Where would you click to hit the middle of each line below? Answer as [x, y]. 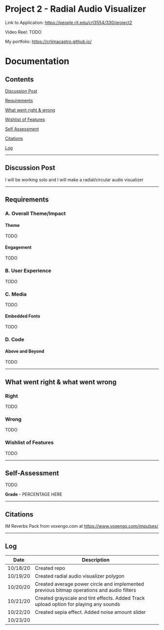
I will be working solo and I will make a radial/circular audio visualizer [74, 180]
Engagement [18, 247]
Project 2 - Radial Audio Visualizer [76, 9]
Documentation [37, 61]
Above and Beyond [25, 351]
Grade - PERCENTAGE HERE [34, 495]
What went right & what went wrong [61, 382]
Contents [20, 79]
